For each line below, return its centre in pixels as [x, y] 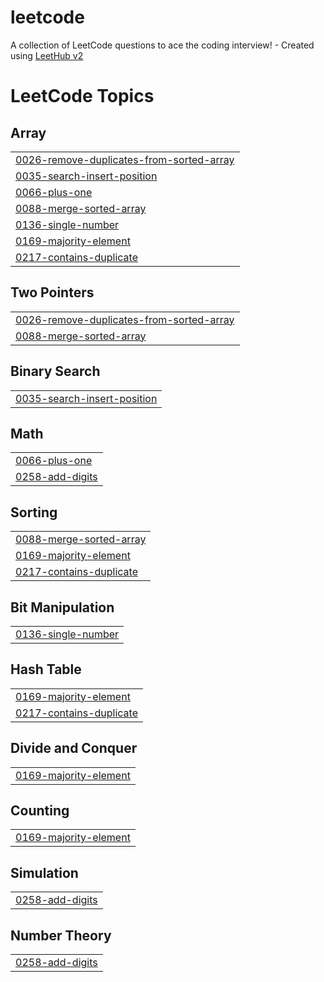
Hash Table [46, 669]
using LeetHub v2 [47, 55]
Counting [40, 811]
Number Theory [61, 935]
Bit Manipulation [62, 607]
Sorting [34, 512]
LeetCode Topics [82, 96]
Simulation [44, 872]
